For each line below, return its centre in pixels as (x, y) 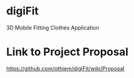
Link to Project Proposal (67, 52)
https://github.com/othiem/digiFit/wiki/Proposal (65, 68)
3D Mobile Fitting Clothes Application (53, 28)
